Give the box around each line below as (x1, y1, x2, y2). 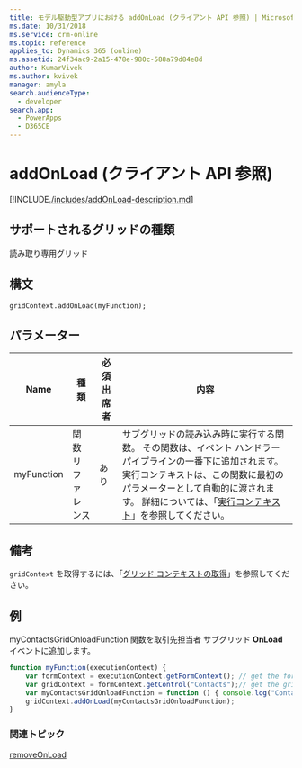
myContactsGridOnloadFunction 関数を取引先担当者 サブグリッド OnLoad (9, 634, 283, 645)
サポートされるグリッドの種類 (9, 222, 175, 238)
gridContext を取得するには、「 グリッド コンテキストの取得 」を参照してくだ (9, 568, 290, 579)
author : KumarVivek (9, 64, 83, 73)
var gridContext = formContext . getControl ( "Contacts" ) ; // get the (25, 680, 280, 689)
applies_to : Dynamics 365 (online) (9, 47, 143, 56)
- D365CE (17, 122, 50, 131)
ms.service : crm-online (9, 30, 99, 39)
